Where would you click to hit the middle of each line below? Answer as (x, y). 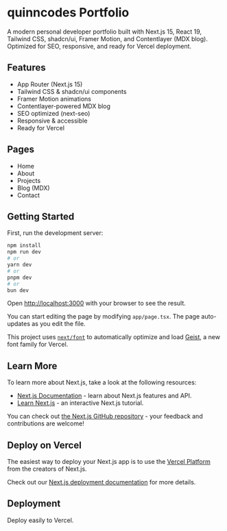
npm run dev (24, 252)
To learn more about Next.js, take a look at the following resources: (102, 382)
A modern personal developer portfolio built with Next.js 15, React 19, (105, 32)
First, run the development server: (55, 233)
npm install (24, 246)
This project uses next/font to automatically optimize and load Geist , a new (114, 337)
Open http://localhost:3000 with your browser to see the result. (97, 304)
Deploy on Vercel (45, 445)
